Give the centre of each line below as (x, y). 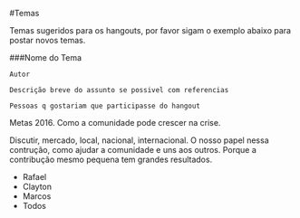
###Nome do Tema (46, 57)
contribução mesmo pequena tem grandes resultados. (111, 159)
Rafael (34, 177)
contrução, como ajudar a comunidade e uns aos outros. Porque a (133, 150)
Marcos (37, 196)
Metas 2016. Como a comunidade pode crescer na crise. (115, 123)
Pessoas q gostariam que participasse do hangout (105, 106)
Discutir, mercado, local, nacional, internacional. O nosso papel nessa (139, 140)
